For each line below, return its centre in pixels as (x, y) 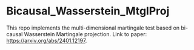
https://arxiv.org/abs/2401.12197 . (47, 40)
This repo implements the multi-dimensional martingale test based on (93, 28)
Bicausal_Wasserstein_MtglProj (88, 11)
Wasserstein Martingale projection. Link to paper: (85, 34)
